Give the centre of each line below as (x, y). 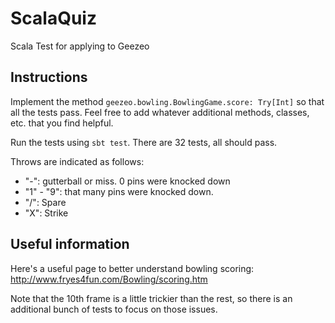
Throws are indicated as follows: (77, 161)
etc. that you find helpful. (62, 123)
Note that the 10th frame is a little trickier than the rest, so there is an (151, 298)
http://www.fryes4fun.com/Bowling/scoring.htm (109, 279)
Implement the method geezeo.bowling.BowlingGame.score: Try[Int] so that (167, 101)
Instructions (49, 77)
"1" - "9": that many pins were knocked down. (119, 191)
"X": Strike (46, 213)
